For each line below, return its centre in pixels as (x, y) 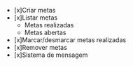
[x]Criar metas (35, 10)
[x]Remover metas (41, 47)
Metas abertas (45, 32)
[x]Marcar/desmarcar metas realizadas (70, 40)
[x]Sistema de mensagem (51, 55)
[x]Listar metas (36, 18)
